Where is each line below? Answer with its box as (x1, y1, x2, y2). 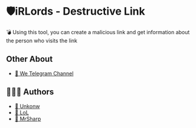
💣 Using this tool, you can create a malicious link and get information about (6, 28, 190, 35)
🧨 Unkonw (14, 103, 40, 110)
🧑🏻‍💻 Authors (6, 87, 54, 97)
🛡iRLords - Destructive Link (6, 5, 146, 18)
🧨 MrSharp (14, 115, 41, 122)
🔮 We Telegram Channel (14, 70, 74, 77)
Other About (6, 54, 53, 64)
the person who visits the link (6, 37, 78, 44)
